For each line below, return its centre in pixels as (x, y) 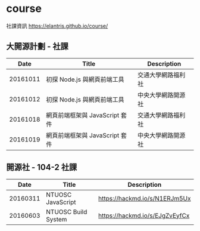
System (57, 219)
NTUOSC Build (67, 212)
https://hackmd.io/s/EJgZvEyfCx (144, 215)
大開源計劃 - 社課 (37, 47)
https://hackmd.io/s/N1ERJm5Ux (144, 198)
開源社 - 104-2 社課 (42, 167)
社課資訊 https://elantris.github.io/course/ (57, 26)
